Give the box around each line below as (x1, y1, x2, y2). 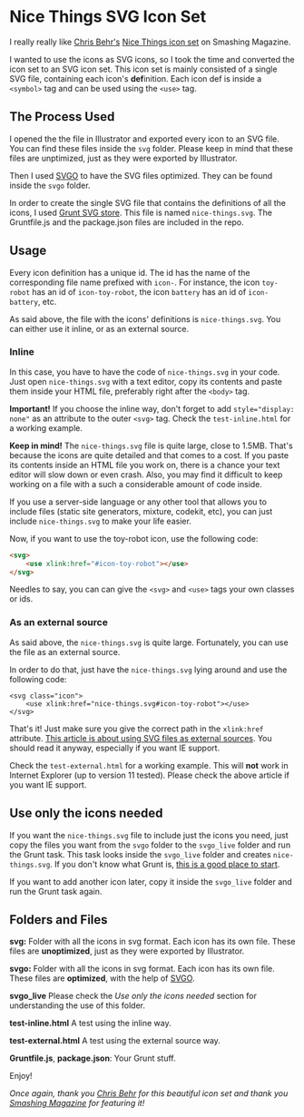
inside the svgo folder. (9, 180, 91, 191)
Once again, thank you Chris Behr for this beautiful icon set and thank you (9, 1088, 289, 1099)
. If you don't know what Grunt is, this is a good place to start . (49, 858, 280, 869)
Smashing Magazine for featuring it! (9, 1098, 145, 1109)
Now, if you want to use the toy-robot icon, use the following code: (9, 533, 259, 544)
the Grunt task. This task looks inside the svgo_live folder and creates (9, 848, 271, 859)
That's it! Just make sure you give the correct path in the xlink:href (9, 723, 264, 734)
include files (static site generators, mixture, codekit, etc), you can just (9, 505, 273, 516)
